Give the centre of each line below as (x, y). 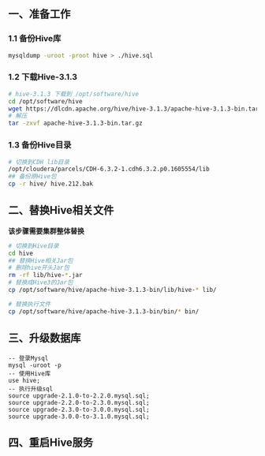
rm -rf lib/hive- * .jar (45, 275)
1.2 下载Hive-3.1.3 (43, 77)
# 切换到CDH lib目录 (39, 162)
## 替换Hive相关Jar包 (41, 260)
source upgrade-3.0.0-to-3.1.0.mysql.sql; (79, 417)
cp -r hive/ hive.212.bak (50, 184)
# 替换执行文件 (30, 304)
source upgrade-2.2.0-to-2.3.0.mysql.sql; (79, 402)
